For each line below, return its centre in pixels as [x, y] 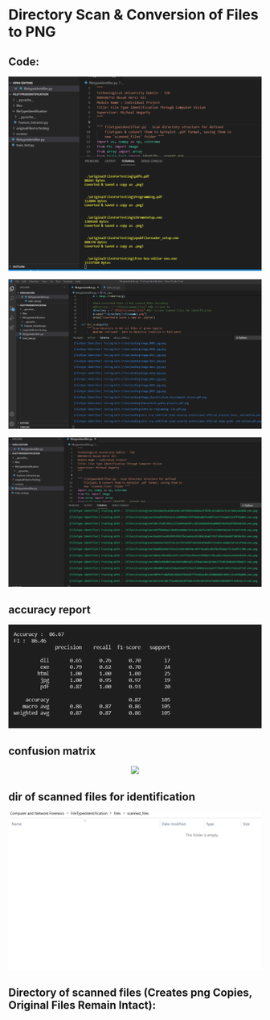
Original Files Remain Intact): [82, 1005]
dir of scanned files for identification [102, 797]
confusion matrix [52, 751]
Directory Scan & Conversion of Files [133, 15]
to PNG [32, 32]
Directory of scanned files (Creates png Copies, [131, 993]
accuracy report [49, 609]
